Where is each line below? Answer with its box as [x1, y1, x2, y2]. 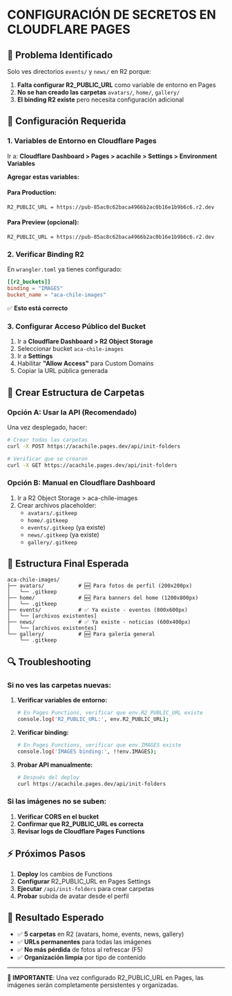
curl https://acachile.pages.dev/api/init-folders [17, 780, 166, 787]
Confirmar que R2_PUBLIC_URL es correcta [17, 819, 144, 828]
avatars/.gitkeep [27, 510, 78, 517]
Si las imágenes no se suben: [7, 796, 107, 806]
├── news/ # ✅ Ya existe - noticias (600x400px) [7, 618, 191, 625]
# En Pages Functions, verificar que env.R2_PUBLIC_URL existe [17, 709, 204, 716]
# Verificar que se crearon [7, 455, 88, 462]
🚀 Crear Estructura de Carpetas [7, 387, 145, 399]
